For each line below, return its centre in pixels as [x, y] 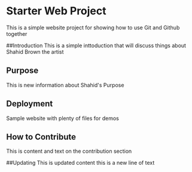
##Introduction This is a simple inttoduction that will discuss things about [96, 45]
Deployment [30, 104]
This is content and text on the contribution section [69, 151]
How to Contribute [41, 136]
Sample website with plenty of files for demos [63, 118]
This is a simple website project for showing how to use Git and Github [93, 27]
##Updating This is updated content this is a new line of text [80, 163]
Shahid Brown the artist [35, 51]
